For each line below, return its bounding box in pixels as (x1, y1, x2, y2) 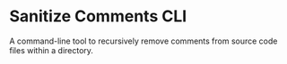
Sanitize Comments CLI (9, 6, 187, 27)
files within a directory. (9, 44, 94, 55)
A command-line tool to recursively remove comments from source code (9, 36, 278, 46)
